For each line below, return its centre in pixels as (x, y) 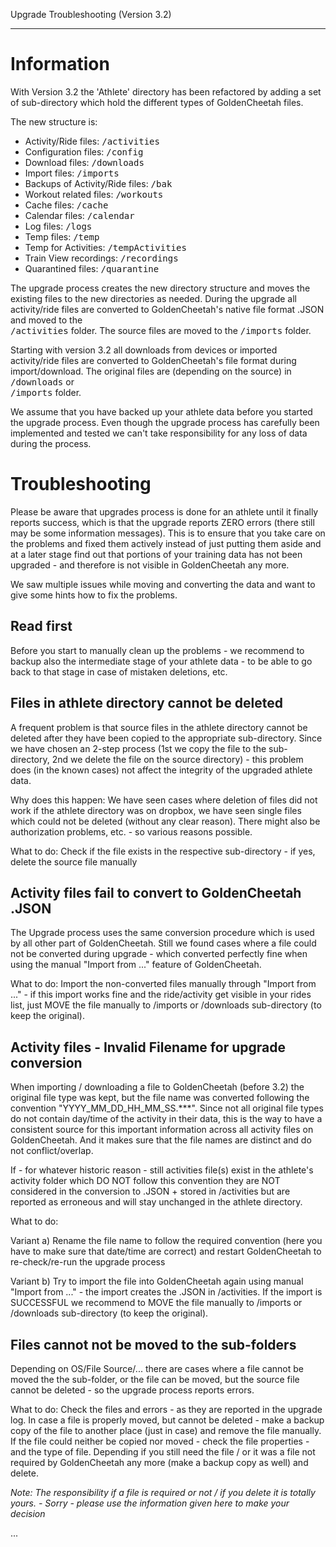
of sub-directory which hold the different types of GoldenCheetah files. (157, 102)
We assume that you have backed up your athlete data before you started (161, 411)
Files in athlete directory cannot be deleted (146, 703)
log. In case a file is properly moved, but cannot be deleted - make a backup (167, 1420)
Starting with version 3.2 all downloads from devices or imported (144, 350)
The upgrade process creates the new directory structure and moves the (160, 288)
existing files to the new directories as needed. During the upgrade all (153, 298)
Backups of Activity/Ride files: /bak (98, 183)
